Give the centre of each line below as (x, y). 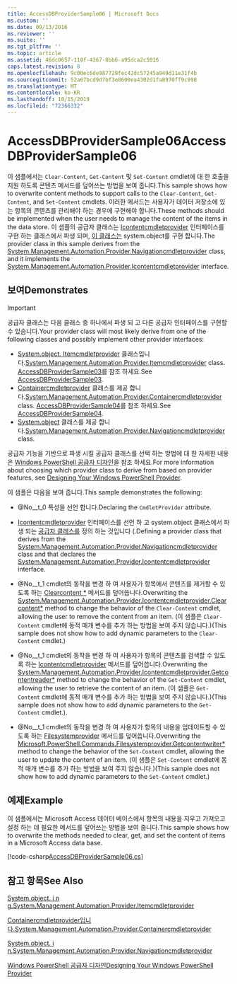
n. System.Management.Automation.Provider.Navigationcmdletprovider (110, 951)
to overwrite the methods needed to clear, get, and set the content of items (116, 835)
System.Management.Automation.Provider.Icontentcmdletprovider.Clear (122, 600)
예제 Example (35, 800)
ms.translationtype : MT (42, 86)
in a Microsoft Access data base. (55, 843)
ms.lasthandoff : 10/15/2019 (49, 100)
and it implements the (39, 258)
